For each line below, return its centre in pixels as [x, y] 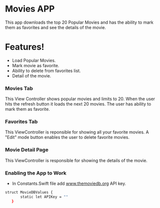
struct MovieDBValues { [29, 193]
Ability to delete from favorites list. [46, 71]
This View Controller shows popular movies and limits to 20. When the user [80, 99]
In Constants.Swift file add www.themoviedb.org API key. [69, 184]
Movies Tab [19, 88]
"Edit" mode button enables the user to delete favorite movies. [67, 137]
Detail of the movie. [32, 75]
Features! [25, 47]
